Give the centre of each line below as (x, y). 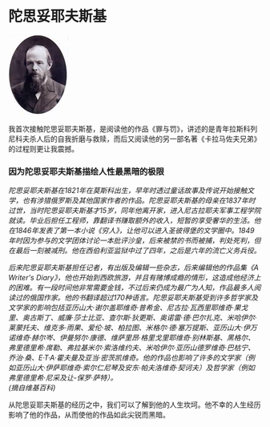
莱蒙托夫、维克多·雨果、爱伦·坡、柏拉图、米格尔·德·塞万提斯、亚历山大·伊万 (133, 328)
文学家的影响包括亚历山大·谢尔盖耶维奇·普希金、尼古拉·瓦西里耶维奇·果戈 (128, 308)
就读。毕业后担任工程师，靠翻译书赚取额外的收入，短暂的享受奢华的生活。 (131, 220)
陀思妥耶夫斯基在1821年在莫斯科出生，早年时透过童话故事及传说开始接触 (128, 191)
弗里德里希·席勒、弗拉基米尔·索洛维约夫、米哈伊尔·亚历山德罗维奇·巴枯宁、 (132, 348)
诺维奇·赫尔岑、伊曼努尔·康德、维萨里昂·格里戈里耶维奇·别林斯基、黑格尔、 (132, 338)
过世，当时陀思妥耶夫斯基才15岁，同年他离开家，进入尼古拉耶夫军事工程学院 (135, 211)
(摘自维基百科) (32, 388)
